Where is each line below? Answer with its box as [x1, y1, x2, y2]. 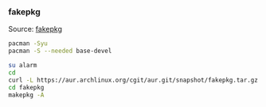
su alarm [8, 62, 37, 70]
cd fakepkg [8, 83, 45, 91]
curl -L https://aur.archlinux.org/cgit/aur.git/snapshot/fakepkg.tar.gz [8, 76, 259, 84]
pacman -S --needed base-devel [8, 47, 112, 55]
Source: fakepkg [8, 25, 62, 34]
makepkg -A [8, 90, 45, 99]
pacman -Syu [8, 40, 48, 48]
